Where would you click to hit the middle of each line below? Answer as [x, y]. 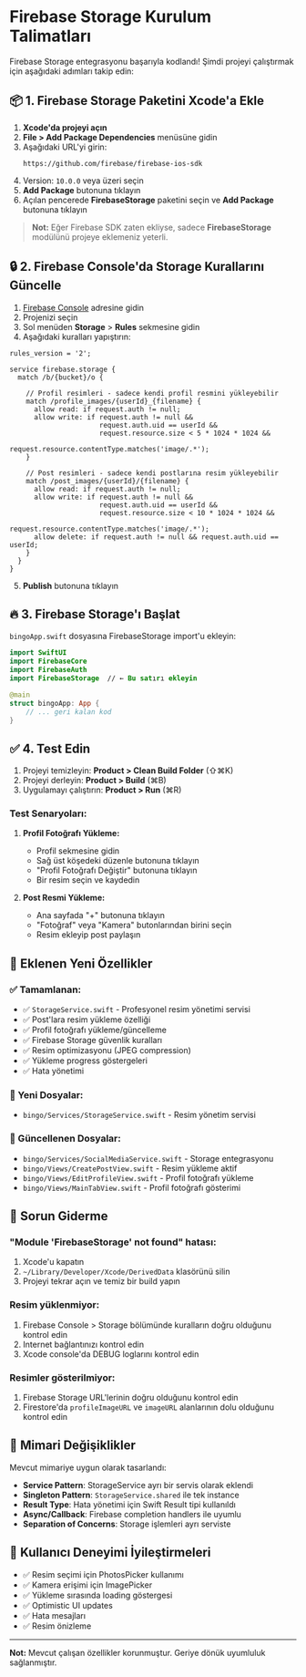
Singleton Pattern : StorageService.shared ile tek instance [131, 1495]
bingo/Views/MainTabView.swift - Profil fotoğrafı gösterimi [132, 1187]
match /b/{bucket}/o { [61, 377]
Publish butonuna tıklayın [71, 585]
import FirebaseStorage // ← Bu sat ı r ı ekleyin [103, 678]
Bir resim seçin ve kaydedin [88, 880]
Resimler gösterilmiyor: [62, 1377]
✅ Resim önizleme [57, 1626]
